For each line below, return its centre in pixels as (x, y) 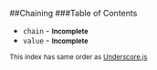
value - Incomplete (55, 40)
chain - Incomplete (55, 30)
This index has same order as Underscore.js (78, 57)
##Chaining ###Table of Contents (73, 13)
